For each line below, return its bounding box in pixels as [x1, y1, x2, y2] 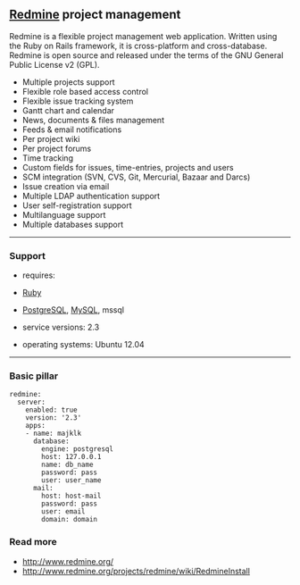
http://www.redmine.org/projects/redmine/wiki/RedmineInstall [21, 565, 250, 576]
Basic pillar [9, 370, 59, 382]
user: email [41, 507, 87, 516]
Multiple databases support [21, 219, 124, 230]
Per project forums [21, 143, 92, 154]
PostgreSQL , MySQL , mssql [21, 305, 125, 315]
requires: [21, 270, 55, 280]
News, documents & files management [21, 114, 165, 125]
